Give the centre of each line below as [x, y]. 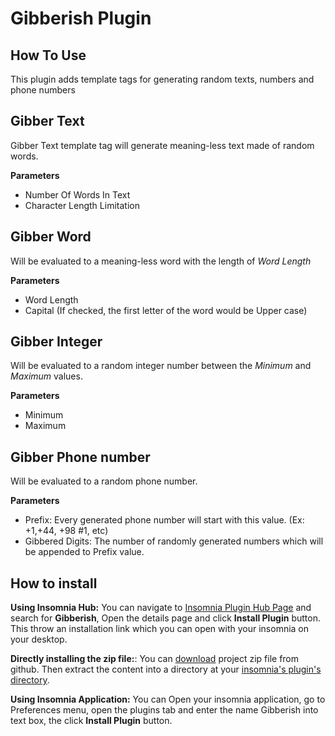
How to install [54, 583]
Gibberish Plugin [81, 18]
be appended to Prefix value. [84, 552]
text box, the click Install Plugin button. [91, 721]
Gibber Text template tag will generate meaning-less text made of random [162, 145]
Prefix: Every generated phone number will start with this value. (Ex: [164, 520]
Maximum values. [46, 376]
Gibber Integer [56, 342]
